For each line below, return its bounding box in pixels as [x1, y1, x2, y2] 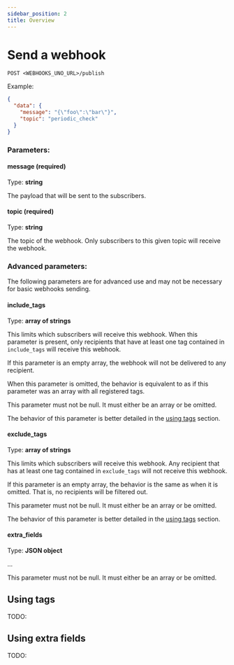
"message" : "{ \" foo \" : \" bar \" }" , [20, 109, 117, 116]
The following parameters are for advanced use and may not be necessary [7, 277, 222, 286]
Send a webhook [7, 47, 106, 63]
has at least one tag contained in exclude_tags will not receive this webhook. [7, 466, 228, 475]
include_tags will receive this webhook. [7, 344, 122, 353]
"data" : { [13, 102, 42, 109]
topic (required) [7, 207, 54, 216]
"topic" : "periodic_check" [20, 115, 98, 122]
